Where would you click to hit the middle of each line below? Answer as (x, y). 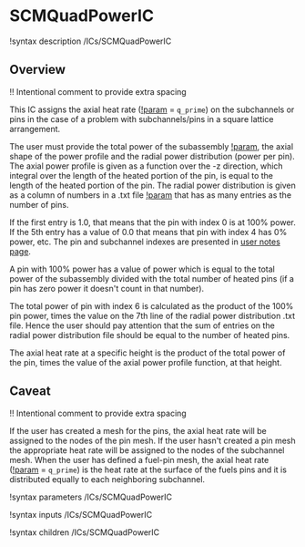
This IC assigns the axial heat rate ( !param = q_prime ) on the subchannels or (152, 109)
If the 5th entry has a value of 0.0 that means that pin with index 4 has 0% (148, 232)
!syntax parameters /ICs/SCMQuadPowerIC (91, 497)
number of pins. (39, 204)
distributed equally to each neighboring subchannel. (107, 479)
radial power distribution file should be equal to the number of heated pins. (150, 335)
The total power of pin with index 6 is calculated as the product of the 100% (152, 305)
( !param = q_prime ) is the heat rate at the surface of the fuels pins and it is (148, 470)
